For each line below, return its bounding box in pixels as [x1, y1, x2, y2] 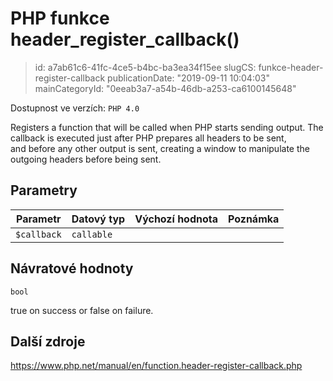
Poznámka [228, 212, 280, 226]
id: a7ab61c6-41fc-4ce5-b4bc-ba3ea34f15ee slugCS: [34, 61, 257, 73]
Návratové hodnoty [10, 260, 134, 277]
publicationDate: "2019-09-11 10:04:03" [107, 72, 270, 84]
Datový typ [71, 212, 126, 226]
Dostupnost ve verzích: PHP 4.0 [10, 102, 140, 114]
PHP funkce [10, 7, 110, 30]
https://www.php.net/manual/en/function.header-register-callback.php [10, 360, 303, 372]
